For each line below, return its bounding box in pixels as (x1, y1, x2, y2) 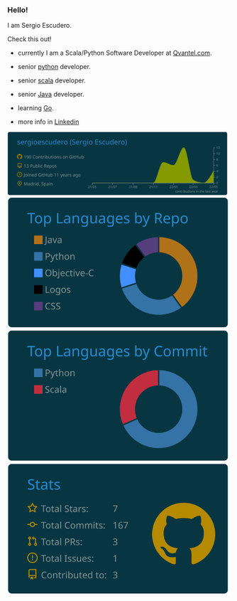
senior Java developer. (17, 90, 85, 99)
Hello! (7, 5, 28, 15)
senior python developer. (17, 63, 91, 71)
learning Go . (17, 104, 55, 112)
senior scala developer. (17, 76, 87, 85)
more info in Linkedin (17, 117, 79, 126)
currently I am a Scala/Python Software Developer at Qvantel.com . (17, 48, 212, 58)
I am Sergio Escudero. (7, 21, 72, 30)
